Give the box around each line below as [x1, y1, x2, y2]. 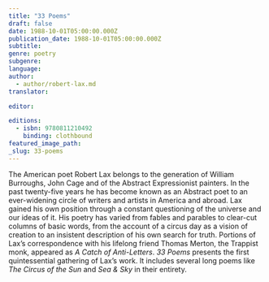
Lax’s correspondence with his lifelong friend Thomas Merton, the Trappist [8, 238, 258, 248]
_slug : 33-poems [8, 147, 63, 155]
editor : [8, 102, 35, 111]
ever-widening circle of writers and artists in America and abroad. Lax [8, 195, 242, 205]
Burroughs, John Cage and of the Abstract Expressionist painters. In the [8, 178, 249, 188]
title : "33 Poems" [8, 11, 71, 20]
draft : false [8, 20, 53, 28]
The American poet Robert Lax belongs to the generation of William [8, 169, 234, 179]
